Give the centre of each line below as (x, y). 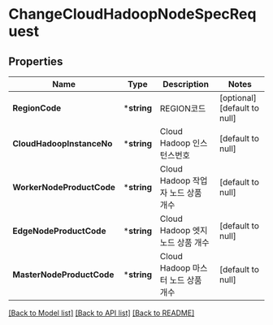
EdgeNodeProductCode (59, 231)
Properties (36, 61)
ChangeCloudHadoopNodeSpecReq (132, 14)
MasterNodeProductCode (63, 275)
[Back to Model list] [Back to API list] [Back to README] (102, 313)
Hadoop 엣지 (184, 230)
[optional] (238, 98)
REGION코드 (183, 108)
